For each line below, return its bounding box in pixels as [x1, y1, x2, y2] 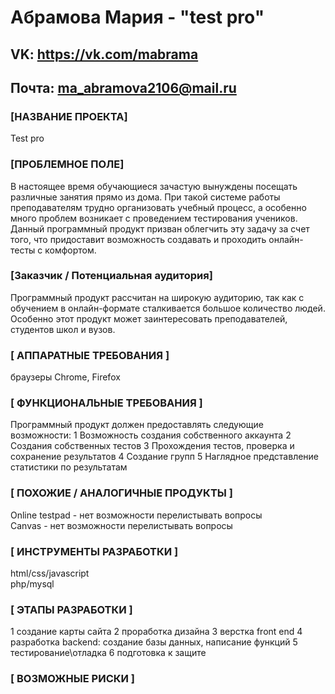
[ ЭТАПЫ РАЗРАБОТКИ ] [10, 602, 133, 616]
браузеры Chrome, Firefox [10, 371, 121, 383]
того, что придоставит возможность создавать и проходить [10, 233, 267, 245]
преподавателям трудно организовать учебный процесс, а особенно [10, 201, 307, 213]
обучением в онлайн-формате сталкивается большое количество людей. [10, 302, 326, 314]
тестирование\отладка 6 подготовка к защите [10, 647, 207, 659]
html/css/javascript [10, 567, 90, 580]
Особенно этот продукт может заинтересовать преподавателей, [10, 312, 288, 325]
